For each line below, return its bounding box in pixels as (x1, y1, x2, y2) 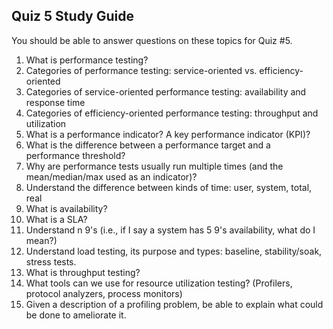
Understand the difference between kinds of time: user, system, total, (25, 181, 313, 193)
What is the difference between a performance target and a (25, 139, 271, 151)
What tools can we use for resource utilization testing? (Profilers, (25, 277, 293, 289)
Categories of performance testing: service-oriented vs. (25, 64, 258, 76)
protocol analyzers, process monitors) (25, 287, 183, 299)
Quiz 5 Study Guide (11, 8, 134, 25)
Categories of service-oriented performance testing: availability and (25, 85, 307, 98)
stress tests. (25, 255, 77, 268)
